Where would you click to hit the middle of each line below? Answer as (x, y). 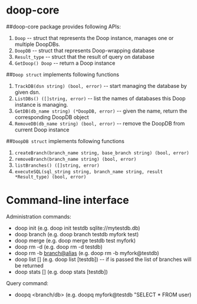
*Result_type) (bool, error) (50, 177)
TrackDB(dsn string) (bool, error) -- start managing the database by (101, 85)
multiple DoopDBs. (37, 44)
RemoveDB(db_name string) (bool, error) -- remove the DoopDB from (100, 123)
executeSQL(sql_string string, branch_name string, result (89, 171)
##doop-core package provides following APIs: (64, 27)
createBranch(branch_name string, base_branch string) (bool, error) (102, 153)
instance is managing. (41, 104)
